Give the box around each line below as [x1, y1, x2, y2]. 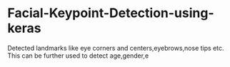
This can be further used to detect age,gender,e [7, 51, 149, 60]
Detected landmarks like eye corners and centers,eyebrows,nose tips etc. [7, 43, 224, 52]
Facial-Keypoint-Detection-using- [7, 5, 214, 21]
